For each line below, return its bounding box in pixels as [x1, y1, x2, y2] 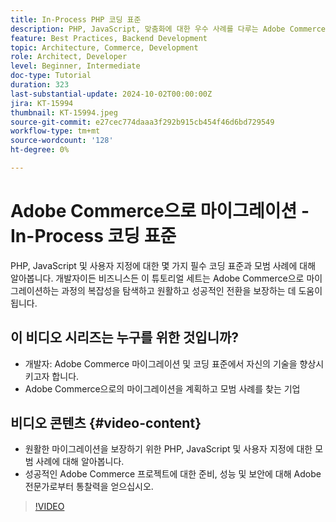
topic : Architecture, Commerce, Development [10, 42, 199, 53]
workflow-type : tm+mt [10, 126, 101, 136]
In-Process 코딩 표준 [10, 225, 177, 248]
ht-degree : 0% [10, 145, 70, 155]
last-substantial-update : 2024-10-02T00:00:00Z [10, 89, 213, 99]
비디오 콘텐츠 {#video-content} [10, 415, 202, 432]
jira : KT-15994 [10, 98, 74, 108]
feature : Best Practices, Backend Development [10, 33, 208, 43]
